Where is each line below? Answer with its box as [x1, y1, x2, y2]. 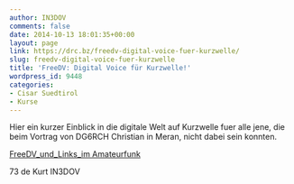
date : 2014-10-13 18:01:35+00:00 [9, 30, 135, 39]
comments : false [9, 22, 70, 31]
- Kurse [9, 97, 39, 106]
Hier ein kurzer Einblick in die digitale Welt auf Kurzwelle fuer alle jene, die [9, 122, 286, 133]
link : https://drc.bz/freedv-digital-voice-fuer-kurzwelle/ [9, 47, 241, 56]
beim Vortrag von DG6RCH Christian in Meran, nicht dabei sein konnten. [9, 132, 278, 143]
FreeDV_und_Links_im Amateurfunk [9, 149, 142, 160]
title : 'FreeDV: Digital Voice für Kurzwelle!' [9, 64, 192, 73]
